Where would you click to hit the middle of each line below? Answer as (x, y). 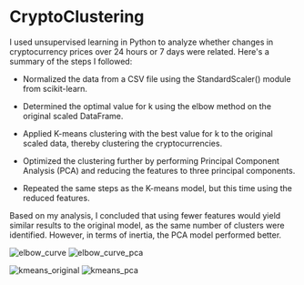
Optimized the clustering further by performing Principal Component (151, 160)
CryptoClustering (77, 17)
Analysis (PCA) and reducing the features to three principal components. (159, 170)
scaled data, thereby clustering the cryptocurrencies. (122, 143)
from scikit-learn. (55, 88)
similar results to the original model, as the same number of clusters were (147, 225)
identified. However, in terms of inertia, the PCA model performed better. (146, 235)
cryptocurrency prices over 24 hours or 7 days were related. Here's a (140, 51)
